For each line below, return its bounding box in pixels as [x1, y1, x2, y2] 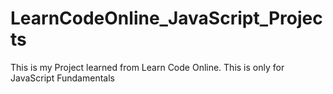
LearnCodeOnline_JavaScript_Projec [10, 7, 323, 30]
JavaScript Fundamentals [10, 72, 115, 84]
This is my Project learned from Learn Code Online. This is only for [10, 61, 285, 73]
